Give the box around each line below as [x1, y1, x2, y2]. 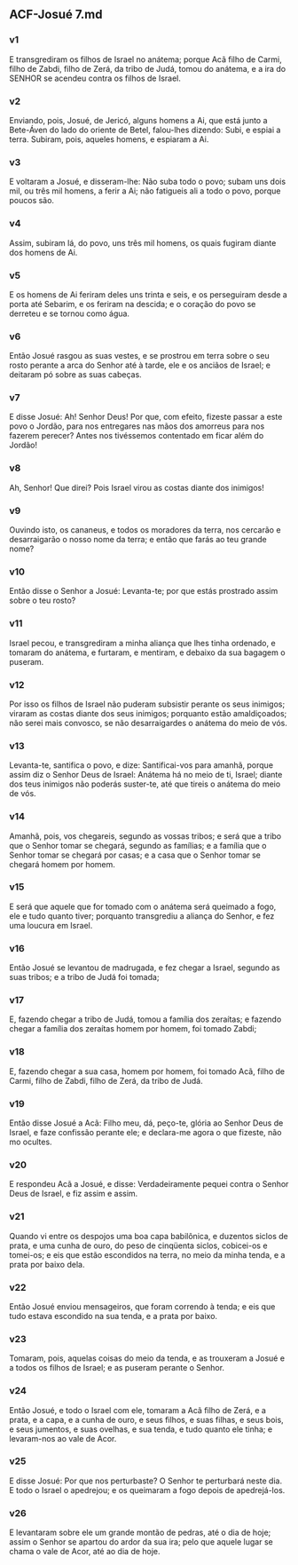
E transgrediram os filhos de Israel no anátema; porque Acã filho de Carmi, [9, 53, 282, 65]
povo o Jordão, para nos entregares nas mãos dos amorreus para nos [9, 421, 265, 431]
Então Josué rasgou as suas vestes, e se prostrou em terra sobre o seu [9, 351, 270, 361]
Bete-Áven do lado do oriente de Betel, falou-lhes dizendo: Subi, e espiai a [9, 124, 281, 135]
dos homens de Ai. [9, 247, 78, 257]
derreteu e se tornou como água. [9, 308, 130, 319]
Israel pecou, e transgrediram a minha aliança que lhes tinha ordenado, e [9, 637, 277, 648]
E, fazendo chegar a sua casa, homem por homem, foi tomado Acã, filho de [9, 1065, 286, 1077]
